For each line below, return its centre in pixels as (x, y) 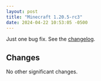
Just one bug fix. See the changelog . (51, 39)
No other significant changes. (42, 72)
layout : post (22, 11)
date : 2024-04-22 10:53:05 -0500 (47, 22)
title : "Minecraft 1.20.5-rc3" (44, 17)
